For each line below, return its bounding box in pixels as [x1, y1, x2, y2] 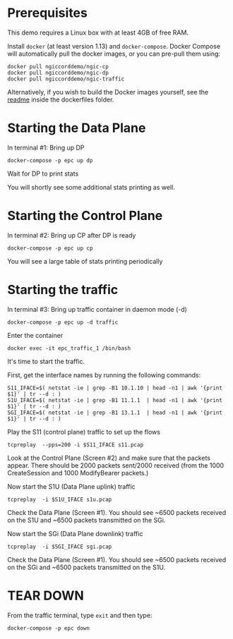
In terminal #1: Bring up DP [7, 143, 85, 152]
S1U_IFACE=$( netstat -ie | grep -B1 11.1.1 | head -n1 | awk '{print [7, 396, 222, 403]
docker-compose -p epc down [7, 624, 90, 632]
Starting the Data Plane [7, 120, 146, 136]
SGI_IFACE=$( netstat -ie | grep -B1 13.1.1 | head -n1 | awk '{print [7, 409, 222, 416]
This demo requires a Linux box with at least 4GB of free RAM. [7, 28, 189, 37]
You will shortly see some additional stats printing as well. [7, 183, 175, 191]
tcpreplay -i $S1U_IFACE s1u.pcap [7, 496, 112, 503]
